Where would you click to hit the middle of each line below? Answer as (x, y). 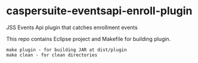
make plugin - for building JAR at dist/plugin (67, 50)
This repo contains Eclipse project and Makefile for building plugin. (89, 39)
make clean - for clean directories (52, 55)
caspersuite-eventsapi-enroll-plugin (99, 11)
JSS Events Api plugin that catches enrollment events (72, 27)
